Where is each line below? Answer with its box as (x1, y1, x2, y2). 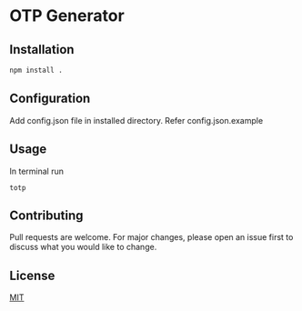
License (9, 267, 55, 283)
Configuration (9, 91, 91, 106)
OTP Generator (9, 5, 125, 26)
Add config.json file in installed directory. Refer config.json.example (9, 115, 264, 125)
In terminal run (9, 166, 64, 176)
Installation (9, 42, 75, 57)
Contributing (9, 207, 84, 223)
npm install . (9, 65, 64, 75)
